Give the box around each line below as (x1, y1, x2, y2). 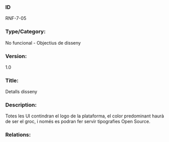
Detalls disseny (5, 89, 37, 95)
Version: (5, 52, 27, 59)
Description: (5, 102, 37, 109)
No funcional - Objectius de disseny (5, 39, 81, 46)
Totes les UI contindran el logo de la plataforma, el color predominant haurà (5, 113, 164, 119)
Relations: (5, 131, 31, 138)
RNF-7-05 (5, 15, 27, 22)
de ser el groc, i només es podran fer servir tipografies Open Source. (5, 118, 151, 125)
